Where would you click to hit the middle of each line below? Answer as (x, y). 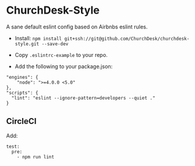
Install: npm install (38, 38)
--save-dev (55, 44)
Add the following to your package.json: (64, 66)
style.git (27, 44)
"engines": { (22, 77)
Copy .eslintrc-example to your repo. (61, 55)
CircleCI (21, 121)
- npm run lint (36, 157)
